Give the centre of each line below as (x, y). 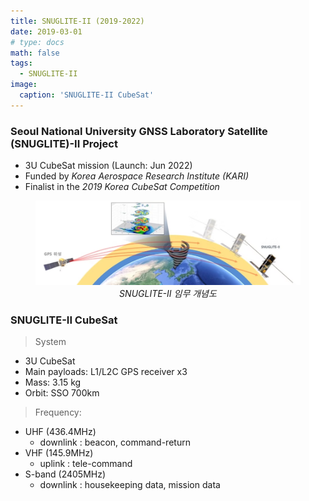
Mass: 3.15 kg (53, 382)
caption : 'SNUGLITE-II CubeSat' (87, 95)
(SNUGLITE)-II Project (64, 143)
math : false (35, 53)
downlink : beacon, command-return (115, 442)
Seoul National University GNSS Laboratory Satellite (139, 131)
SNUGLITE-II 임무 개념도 (168, 293)
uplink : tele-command (86, 464)
